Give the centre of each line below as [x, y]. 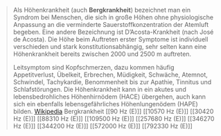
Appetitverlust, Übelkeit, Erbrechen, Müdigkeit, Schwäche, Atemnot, [110, 75]
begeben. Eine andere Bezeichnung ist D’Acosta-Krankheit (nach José [113, 32]
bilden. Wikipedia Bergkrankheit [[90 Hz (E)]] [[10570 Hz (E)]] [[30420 [113, 111]
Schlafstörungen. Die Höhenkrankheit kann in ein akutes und [99, 89]
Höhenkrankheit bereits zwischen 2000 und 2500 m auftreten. [102, 54]
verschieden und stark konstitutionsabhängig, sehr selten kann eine [110, 47]
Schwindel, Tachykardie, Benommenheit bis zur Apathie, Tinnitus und [112, 82]
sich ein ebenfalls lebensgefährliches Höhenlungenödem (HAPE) [105, 104]
